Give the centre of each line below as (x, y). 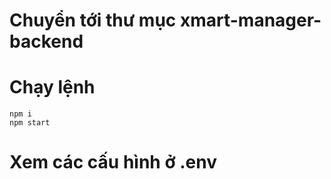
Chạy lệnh (52, 87)
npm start (30, 123)
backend (46, 41)
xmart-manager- (250, 20)
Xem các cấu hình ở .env (113, 162)
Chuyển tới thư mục (93, 20)
